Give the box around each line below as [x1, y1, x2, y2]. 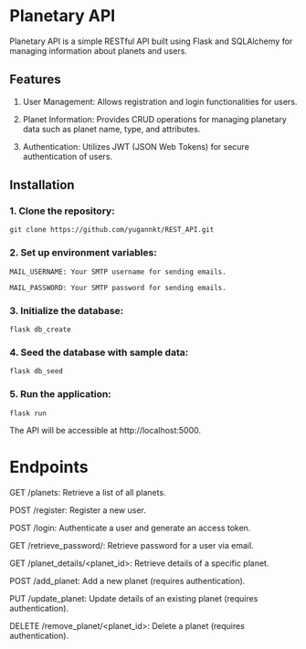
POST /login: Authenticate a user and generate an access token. [9, 522, 251, 533]
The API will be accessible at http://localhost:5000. [9, 424, 202, 435]
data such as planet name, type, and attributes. [22, 123, 201, 134]
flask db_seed [9, 367, 64, 376]
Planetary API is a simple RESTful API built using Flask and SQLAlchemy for [9, 36, 293, 47]
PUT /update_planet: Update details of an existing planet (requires [9, 592, 259, 603]
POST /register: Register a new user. [9, 504, 146, 516]
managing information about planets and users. [9, 45, 187, 56]
